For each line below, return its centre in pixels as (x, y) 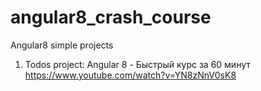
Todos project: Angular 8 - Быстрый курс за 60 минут (137, 64)
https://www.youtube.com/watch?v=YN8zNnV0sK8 (130, 75)
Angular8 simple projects (62, 45)
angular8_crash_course (111, 17)
